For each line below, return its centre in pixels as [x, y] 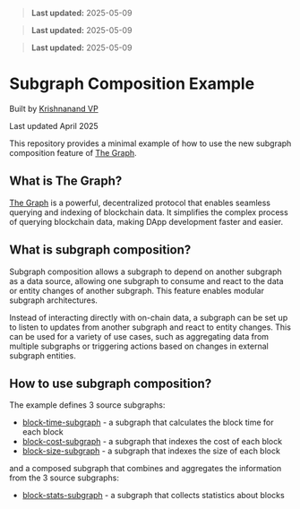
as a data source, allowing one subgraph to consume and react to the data [146, 280]
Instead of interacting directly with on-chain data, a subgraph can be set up [149, 317]
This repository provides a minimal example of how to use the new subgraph [150, 143]
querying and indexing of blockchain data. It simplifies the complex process [149, 212]
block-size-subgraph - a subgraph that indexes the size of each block [151, 451]
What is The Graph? [66, 181]
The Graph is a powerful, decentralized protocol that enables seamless [140, 203]
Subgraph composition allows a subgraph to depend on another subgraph [146, 272]
